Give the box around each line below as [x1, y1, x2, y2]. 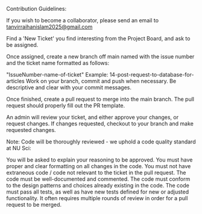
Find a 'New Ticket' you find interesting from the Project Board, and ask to [6, 35, 191, 42]
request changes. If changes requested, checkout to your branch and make [6, 120, 194, 127]
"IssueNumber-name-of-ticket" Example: [6, 71, 109, 78]
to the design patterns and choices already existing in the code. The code [6, 182, 190, 189]
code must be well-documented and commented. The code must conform [6, 175, 191, 183]
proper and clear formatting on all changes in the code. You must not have [6, 163, 191, 169]
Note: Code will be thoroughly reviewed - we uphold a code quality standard [6, 138, 196, 145]
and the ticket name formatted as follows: [6, 60, 110, 66]
